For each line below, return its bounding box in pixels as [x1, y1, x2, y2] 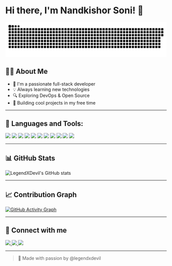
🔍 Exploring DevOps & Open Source [12, 92, 90, 98]
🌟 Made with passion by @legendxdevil [17, 255, 101, 261]
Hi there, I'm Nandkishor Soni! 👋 [5, 5, 144, 16]
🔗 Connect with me [5, 226, 67, 235]
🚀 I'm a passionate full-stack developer [12, 80, 96, 87]
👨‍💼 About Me [5, 67, 48, 76]
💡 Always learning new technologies [12, 86, 90, 92]
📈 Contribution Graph [5, 190, 77, 199]
